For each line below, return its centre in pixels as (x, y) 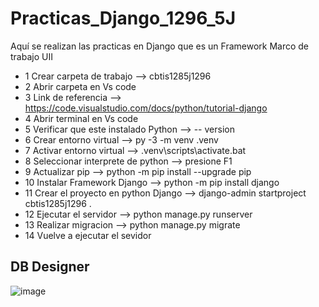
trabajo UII (31, 56)
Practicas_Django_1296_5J (123, 18)
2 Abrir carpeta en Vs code (80, 86)
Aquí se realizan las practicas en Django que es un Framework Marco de (160, 46)
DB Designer (50, 267)
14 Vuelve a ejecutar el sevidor (88, 235)
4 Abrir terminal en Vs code (81, 118)
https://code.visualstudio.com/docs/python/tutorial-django (146, 108)
